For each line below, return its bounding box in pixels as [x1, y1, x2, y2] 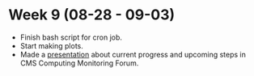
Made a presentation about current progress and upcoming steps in [19, 49, 247, 59]
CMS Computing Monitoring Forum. [19, 58, 139, 68]
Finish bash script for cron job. [19, 32, 123, 42]
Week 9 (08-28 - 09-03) [8, 6, 176, 24]
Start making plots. [19, 40, 83, 50]
